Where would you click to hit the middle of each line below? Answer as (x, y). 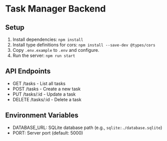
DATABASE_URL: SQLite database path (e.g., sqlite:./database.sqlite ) (87, 127)
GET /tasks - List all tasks (39, 83)
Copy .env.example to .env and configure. (56, 50)
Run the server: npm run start (44, 55)
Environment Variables (42, 116)
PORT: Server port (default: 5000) (48, 133)
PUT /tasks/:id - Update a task (44, 94)
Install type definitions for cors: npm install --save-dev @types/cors (84, 45)
